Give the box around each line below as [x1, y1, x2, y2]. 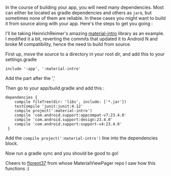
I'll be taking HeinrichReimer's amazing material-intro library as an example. [5, 31, 165, 36]
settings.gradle [5, 56, 37, 63]
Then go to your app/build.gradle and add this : [5, 85, 105, 91]
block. [5, 140, 19, 146]
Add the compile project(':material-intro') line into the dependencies [5, 135, 158, 141]
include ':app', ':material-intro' [5, 66, 81, 71]
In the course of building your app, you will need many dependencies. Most [5, 5, 164, 10]
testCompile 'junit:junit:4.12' [14, 104, 83, 109]
